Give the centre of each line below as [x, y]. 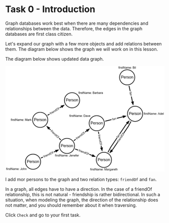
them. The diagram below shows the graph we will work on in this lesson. [82, 49]
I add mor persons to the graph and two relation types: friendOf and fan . [81, 180]
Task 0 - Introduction [50, 9]
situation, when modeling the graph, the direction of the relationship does [82, 200]
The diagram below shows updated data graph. [55, 59]
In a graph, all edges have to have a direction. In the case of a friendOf [79, 189]
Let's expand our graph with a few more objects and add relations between [83, 43]
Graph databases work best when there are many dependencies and [77, 23]
